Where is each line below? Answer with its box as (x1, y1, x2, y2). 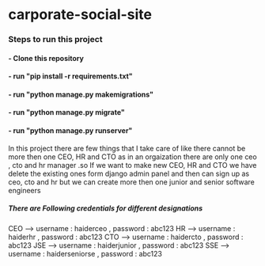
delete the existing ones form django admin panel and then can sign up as (8, 169, 250, 178)
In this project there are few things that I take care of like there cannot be (8, 143, 246, 153)
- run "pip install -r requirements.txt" (8, 71, 133, 81)
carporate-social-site (8, 6, 153, 24)
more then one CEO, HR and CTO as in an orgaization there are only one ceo (8, 152, 257, 161)
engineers (8, 185, 41, 195)
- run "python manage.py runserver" (8, 126, 133, 135)
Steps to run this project (8, 34, 103, 45)
